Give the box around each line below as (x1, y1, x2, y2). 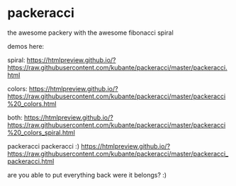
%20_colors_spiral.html (7, 128, 76, 136)
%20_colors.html (7, 99, 57, 107)
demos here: (7, 42, 45, 50)
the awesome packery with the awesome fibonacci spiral (7, 28, 174, 37)
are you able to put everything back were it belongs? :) (7, 170, 167, 179)
